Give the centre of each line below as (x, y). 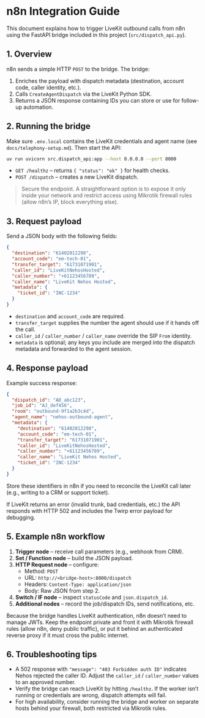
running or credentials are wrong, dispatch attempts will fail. (91, 695)
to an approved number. (46, 682)
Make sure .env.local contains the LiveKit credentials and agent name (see (102, 141)
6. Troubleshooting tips (52, 654)
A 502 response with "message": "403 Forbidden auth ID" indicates (101, 669)
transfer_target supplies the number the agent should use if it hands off (107, 322)
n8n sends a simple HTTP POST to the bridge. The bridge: (78, 69)
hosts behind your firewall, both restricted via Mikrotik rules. (91, 708)
